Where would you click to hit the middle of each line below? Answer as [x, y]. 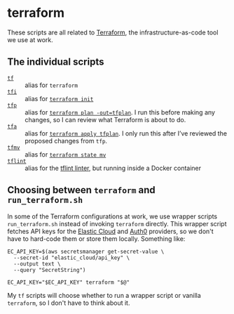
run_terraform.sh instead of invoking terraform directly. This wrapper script [117, 223]
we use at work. [30, 39]
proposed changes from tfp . [66, 140]
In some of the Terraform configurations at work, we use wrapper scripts [112, 216]
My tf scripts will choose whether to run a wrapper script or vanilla [104, 295]
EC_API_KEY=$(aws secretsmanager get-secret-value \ [86, 251]
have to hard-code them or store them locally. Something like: [96, 238]
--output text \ [37, 264]
